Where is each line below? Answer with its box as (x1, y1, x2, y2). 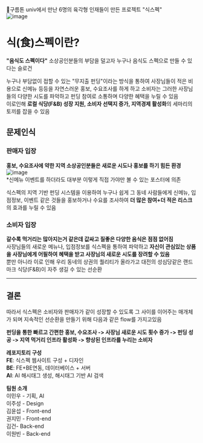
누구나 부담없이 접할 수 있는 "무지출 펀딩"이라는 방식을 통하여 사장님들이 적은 (6, 77, 187, 84)
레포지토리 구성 (6, 348, 42, 356)
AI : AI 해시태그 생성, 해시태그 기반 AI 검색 (6, 371, 104, 379)
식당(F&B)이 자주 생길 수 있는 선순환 (17, 265, 103, 273)
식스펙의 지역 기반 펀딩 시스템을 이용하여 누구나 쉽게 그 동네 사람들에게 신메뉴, (6, 188, 190, 196)
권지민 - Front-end (6, 415, 51, 422)
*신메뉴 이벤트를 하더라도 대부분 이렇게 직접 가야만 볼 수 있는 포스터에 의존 (6, 176, 181, 183)
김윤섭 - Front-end (6, 407, 51, 415)
